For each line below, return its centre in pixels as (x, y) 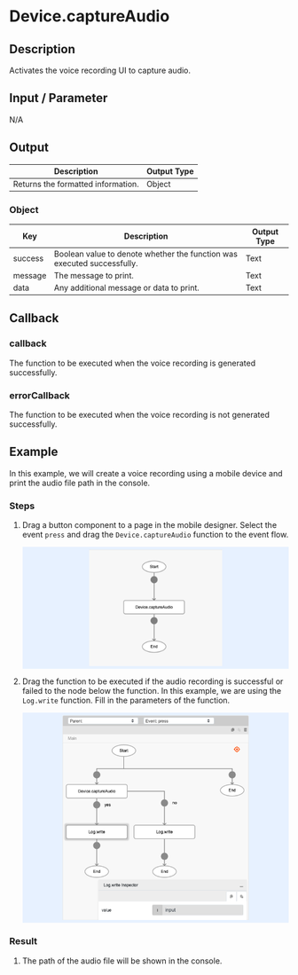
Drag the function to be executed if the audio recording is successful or (153, 681)
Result (24, 941)
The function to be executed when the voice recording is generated (133, 363)
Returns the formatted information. (76, 185)
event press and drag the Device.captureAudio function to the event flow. (155, 535)
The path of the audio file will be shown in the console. (122, 961)
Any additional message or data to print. (126, 288)
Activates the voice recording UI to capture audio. (100, 70)
